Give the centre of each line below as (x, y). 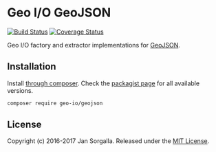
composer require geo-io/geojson (55, 103)
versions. (20, 90)
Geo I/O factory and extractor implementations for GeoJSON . (94, 45)
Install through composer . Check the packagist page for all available (104, 83)
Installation (32, 67)
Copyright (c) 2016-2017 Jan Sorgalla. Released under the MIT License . (108, 141)
